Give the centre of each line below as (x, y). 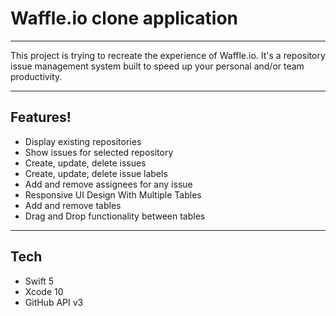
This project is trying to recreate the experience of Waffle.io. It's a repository (168, 55)
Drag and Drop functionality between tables (115, 216)
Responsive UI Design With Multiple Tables (113, 194)
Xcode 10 (44, 291)
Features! (41, 117)
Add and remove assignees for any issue (108, 184)
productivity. (36, 76)
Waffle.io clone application (124, 18)
